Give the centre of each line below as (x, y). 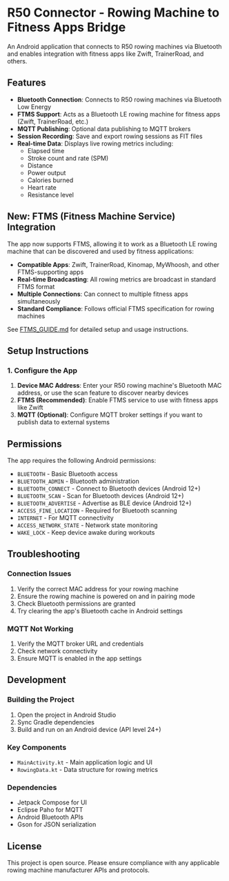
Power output (47, 172)
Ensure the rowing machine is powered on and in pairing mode (106, 596)
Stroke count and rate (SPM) (68, 158)
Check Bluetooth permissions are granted (76, 603)
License (24, 846)
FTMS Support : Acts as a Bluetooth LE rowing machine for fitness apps (119, 114)
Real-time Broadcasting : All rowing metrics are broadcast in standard (116, 279)
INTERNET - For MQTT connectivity (65, 518)
